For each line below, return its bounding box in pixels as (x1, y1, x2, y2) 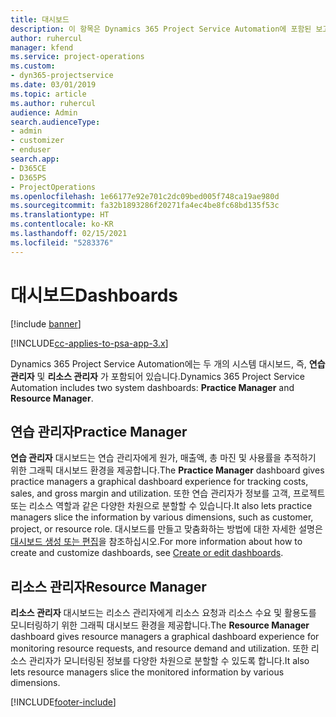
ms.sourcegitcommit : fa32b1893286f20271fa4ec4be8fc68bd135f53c (10, 201, 280, 211)
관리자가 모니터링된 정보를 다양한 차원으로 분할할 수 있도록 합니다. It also (28, 655, 310, 667)
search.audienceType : (10, 117, 101, 127)
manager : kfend (10, 42, 74, 53)
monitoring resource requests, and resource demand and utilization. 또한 (10, 642, 309, 655)
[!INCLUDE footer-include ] (10, 696, 117, 708)
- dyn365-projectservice (10, 71, 114, 81)
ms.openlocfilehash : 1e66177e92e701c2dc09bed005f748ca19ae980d (10, 191, 280, 201)
